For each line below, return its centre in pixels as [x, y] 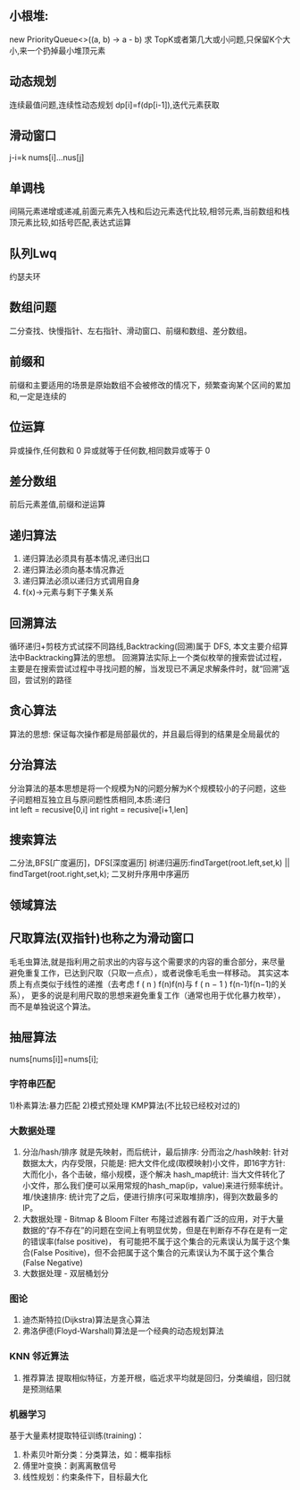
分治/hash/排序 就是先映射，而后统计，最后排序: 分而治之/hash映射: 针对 [155, 1152]
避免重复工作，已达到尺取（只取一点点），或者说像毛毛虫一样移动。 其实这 [145, 973]
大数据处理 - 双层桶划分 [66, 1273]
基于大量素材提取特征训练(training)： [77, 1435]
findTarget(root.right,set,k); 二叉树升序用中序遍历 [100, 874]
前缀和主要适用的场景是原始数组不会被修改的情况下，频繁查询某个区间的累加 [150, 385]
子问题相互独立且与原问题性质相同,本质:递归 [90, 799]
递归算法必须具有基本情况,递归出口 [86, 558]
